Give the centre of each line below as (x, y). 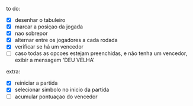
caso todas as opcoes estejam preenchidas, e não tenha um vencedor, (101, 53)
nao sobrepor (31, 33)
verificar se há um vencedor (49, 47)
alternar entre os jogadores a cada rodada (66, 40)
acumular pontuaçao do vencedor (56, 97)
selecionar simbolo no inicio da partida (62, 90)
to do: (13, 9)
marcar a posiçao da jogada (49, 27)
